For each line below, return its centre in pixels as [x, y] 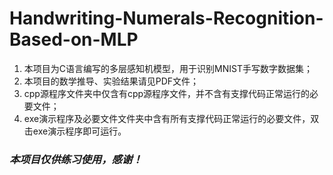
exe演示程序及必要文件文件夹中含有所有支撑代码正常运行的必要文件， [167, 118]
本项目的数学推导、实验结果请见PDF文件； [111, 81]
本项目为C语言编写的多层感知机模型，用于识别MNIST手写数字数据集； [168, 68]
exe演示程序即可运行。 [79, 131]
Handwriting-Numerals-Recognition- [166, 18]
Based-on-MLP [74, 39]
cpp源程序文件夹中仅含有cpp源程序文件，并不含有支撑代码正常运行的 [167, 93]
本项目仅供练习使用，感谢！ [76, 159]
